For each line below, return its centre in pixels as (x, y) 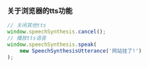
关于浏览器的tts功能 (40, 10)
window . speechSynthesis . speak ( (52, 44)
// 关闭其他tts (27, 25)
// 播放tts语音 (27, 38)
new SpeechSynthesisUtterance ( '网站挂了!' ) (81, 51)
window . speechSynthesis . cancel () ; (57, 32)
